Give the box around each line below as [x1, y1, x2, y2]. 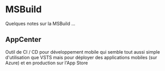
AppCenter [5, 35, 42, 44]
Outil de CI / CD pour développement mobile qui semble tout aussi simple [5, 49, 160, 55]
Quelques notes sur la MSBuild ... [5, 20, 75, 27]
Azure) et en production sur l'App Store [5, 60, 88, 66]
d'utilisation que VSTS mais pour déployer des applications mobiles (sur [5, 54, 157, 60]
